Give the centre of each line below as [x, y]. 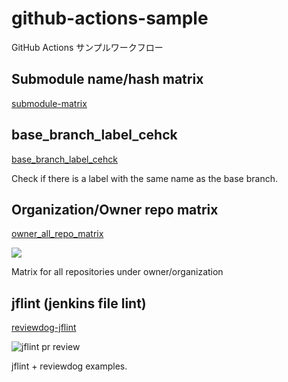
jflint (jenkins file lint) [79, 303]
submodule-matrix [49, 103]
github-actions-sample [110, 18]
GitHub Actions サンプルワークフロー [87, 47]
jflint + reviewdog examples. [69, 366]
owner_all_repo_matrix [57, 234]
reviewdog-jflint [44, 328]
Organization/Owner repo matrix [115, 209]
